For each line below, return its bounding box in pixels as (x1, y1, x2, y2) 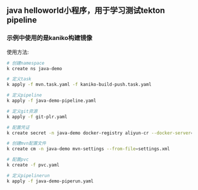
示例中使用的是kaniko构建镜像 (6, 34, 93, 42)
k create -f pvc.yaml (6, 162, 60, 168)
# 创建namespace (6, 60, 45, 66)
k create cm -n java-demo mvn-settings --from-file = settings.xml (6, 146, 170, 152)
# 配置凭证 (6, 124, 30, 131)
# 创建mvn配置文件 (6, 141, 46, 146)
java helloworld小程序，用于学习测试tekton (6, 5, 165, 16)
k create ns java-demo (6, 65, 62, 72)
